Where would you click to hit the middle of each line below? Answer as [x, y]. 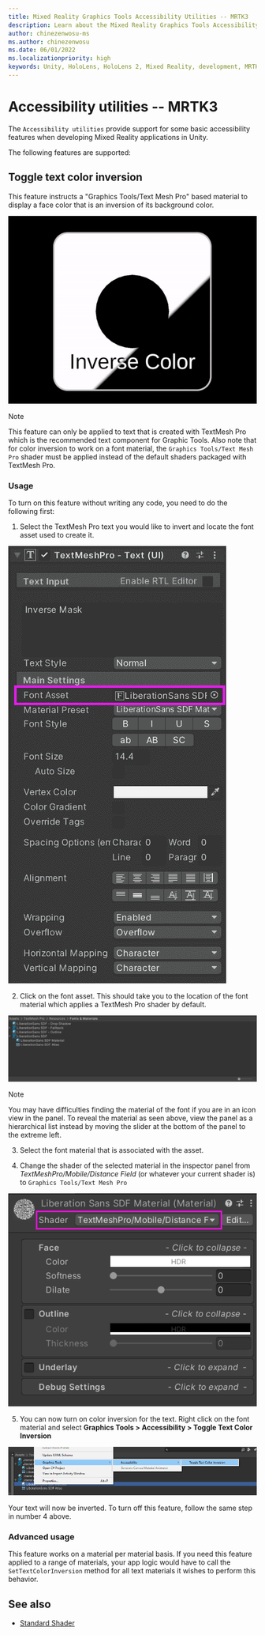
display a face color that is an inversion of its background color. [111, 205]
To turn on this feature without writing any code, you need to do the [118, 503]
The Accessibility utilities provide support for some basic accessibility [129, 128]
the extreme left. [35, 1135]
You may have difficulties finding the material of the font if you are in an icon [132, 1109]
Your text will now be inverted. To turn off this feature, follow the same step [131, 1508]
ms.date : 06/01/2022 [42, 50]
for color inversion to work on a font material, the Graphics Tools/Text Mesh [131, 449]
